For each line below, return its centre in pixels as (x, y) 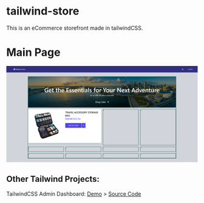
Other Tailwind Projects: (53, 179)
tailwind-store (43, 11)
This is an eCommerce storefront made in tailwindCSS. (75, 28)
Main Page (33, 52)
